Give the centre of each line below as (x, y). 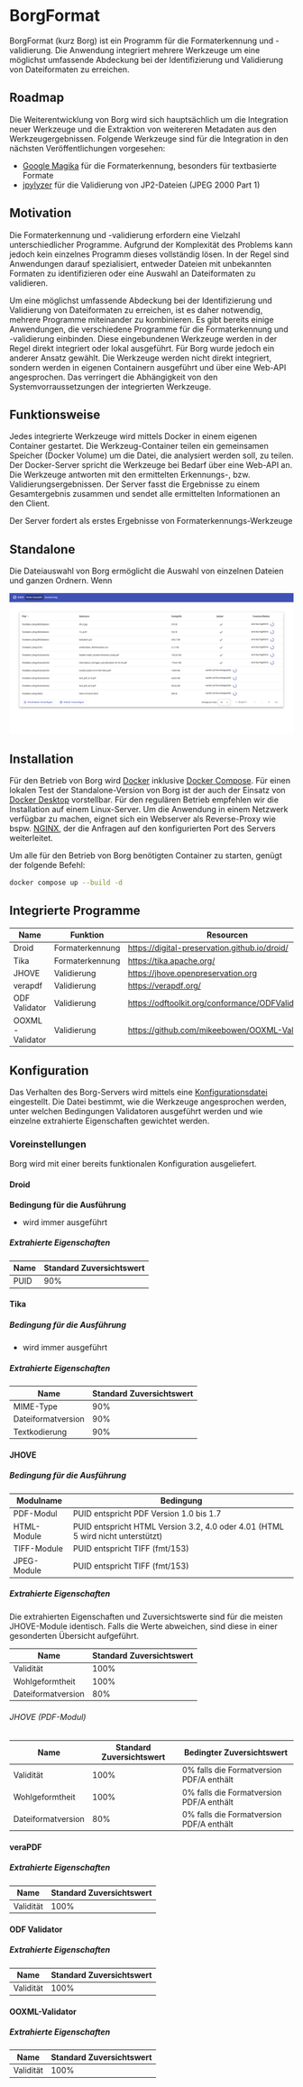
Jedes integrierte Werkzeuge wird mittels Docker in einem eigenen (133, 436)
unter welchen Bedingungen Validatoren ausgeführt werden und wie (136, 1112)
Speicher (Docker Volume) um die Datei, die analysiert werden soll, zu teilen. (151, 455)
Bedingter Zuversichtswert (236, 1752)
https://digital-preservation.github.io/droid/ (208, 948)
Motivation (41, 213)
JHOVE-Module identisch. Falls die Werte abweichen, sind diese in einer (143, 1626)
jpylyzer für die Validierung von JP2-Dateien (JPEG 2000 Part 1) (141, 185)
